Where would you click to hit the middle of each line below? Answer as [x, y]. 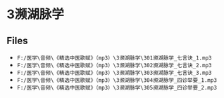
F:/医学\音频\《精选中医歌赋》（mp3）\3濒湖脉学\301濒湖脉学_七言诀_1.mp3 [114, 58]
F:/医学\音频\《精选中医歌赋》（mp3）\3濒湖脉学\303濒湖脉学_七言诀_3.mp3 [114, 73]
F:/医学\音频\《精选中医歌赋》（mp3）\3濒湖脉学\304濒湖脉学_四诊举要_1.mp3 [117, 80]
